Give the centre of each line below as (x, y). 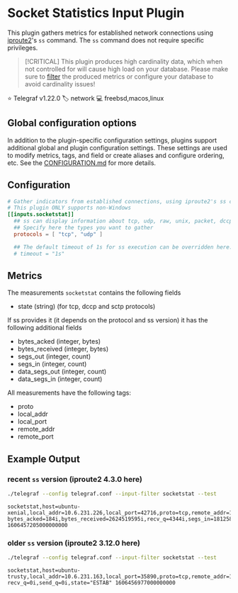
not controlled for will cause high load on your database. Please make (126, 69)
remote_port (36, 436)
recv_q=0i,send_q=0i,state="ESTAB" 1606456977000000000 (91, 583)
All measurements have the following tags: (69, 393)
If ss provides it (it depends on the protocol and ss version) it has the (108, 320)
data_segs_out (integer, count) (62, 372)
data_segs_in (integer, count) (60, 379)
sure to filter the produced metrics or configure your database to (119, 77)
